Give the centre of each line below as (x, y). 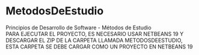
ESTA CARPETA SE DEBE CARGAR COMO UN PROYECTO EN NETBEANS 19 (99, 47)
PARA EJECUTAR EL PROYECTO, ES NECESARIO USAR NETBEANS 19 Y (95, 33)
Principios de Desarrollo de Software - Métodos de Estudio (78, 27)
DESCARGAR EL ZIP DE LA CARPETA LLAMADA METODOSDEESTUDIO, (94, 40)
